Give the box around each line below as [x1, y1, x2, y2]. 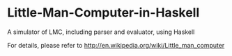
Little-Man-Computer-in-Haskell [7, 5, 200, 21]
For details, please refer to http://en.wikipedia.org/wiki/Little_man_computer [7, 41, 225, 49]
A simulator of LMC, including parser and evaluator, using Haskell [7, 28, 195, 36]
